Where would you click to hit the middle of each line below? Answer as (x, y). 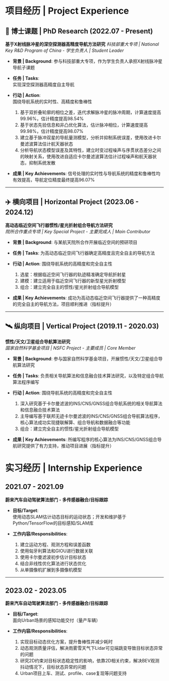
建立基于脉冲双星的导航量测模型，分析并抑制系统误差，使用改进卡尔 (91, 138)
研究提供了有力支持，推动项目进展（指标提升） (65, 446)
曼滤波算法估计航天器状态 (47, 144)
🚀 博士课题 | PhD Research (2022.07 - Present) (79, 31)
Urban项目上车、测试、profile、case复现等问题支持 (73, 673)
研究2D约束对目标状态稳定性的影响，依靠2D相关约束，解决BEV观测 (90, 661)
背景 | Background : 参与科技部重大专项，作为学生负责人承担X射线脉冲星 (87, 61)
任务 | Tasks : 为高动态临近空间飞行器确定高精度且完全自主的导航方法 (83, 253)
